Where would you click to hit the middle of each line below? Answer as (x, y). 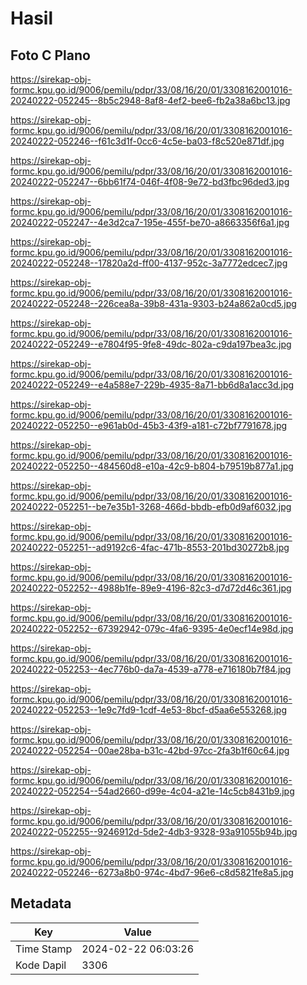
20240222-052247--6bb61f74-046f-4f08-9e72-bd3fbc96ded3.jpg (150, 181)
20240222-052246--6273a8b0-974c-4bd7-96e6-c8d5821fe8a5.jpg (152, 872)
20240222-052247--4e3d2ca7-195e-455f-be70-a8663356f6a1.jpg (150, 222)
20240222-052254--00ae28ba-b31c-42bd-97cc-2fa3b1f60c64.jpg (150, 750)
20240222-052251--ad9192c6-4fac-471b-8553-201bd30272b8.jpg (150, 547)
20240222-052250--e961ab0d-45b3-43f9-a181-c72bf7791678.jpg (149, 425)
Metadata (41, 903)
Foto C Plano (50, 55)
